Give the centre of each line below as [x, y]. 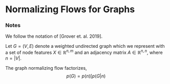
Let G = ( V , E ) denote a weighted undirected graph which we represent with [85, 46]
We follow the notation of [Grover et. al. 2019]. [54, 36]
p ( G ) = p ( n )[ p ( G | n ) [86, 76]
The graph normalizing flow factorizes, [46, 68]
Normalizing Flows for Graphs [70, 9]
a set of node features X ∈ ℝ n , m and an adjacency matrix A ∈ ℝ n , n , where [84, 52]
